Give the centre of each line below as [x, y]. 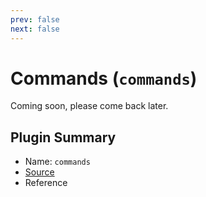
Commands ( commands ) [104, 78]
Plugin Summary [63, 137]
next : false [35, 29]
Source [39, 172]
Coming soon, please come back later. [89, 106]
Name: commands [57, 162]
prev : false [35, 19]
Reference [46, 183]
